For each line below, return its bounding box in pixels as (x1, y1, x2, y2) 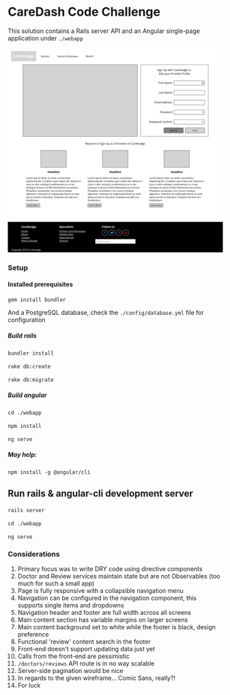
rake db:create (8, 364, 51, 370)
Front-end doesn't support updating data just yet (17, 645, 156, 653)
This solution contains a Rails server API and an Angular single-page (8, 27, 201, 35)
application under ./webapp (8, 34, 84, 42)
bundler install (8, 350, 54, 357)
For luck (17, 681, 41, 690)
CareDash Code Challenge (8, 4, 161, 20)
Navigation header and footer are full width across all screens (17, 609, 192, 617)
